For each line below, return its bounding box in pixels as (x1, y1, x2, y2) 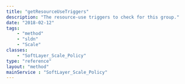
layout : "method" (6, 63, 49, 70)
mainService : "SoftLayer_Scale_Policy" (6, 69, 108, 75)
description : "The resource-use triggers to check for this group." (6, 14, 180, 20)
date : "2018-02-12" (6, 20, 55, 25)
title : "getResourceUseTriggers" (6, 8, 89, 15)
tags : (6, 25, 20, 31)
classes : (6, 47, 28, 53)
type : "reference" (6, 58, 52, 64)
